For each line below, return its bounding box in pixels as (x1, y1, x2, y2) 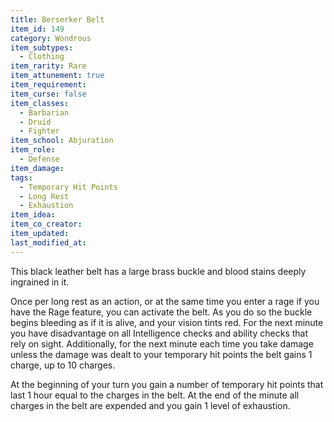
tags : (10, 172, 33, 183)
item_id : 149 (10, 24, 65, 34)
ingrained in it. (10, 276, 70, 288)
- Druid (19, 117, 52, 127)
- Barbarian (19, 107, 70, 118)
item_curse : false (10, 89, 87, 99)
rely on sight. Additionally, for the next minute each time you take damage (10, 337, 314, 350)
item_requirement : (10, 80, 87, 90)
